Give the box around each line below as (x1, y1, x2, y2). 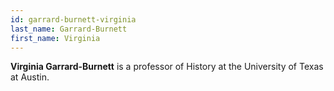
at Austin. (10, 71, 50, 83)
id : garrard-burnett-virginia (10, 14, 137, 25)
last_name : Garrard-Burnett (10, 24, 128, 34)
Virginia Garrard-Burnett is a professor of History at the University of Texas (10, 61, 324, 73)
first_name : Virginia (10, 33, 101, 43)
